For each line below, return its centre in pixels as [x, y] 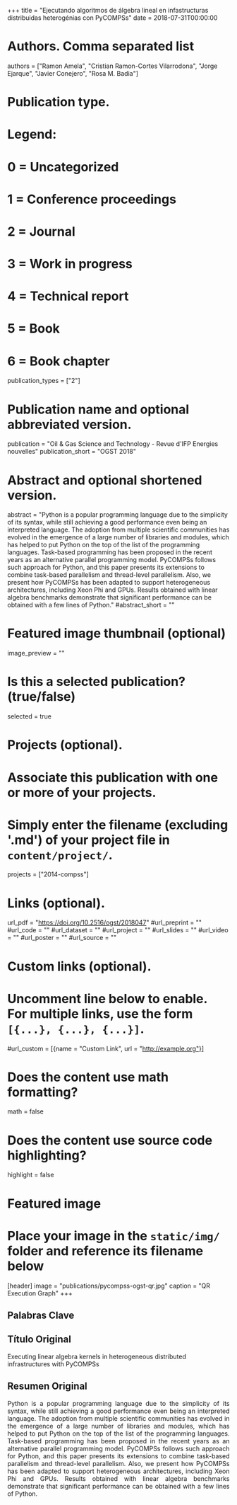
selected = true [29, 716]
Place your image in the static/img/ [114, 1236]
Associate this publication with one [113, 777]
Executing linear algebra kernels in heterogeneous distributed [97, 1356]
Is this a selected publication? [96, 682]
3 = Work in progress [70, 264]
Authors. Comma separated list [101, 46]
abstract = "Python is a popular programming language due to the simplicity [117, 515]
